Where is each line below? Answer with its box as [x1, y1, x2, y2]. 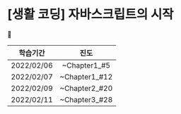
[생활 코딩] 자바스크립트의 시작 [7, 6, 174, 23]
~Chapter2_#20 [59, 83, 113, 93]
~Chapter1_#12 [59, 72, 113, 82]
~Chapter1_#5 [62, 61, 111, 70]
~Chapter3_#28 [59, 94, 113, 104]
